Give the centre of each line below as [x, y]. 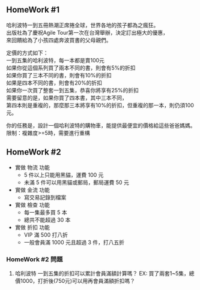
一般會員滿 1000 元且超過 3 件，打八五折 [74, 242]
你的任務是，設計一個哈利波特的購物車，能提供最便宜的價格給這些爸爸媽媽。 [101, 125]
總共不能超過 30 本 [47, 220]
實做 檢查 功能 [32, 205]
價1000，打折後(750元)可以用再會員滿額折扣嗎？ [75, 280]
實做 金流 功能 [32, 190]
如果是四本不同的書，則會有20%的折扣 [54, 83]
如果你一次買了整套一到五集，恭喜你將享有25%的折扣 [73, 90]
